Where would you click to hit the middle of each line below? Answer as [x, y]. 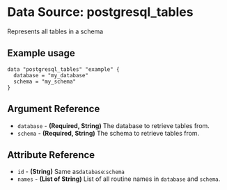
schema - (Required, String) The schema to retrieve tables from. [108, 133]
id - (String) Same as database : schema [71, 172]
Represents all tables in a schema [55, 31]
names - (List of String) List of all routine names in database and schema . [119, 179]
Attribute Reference [51, 155]
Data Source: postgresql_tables [100, 12]
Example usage [41, 53]
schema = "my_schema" [45, 81]
